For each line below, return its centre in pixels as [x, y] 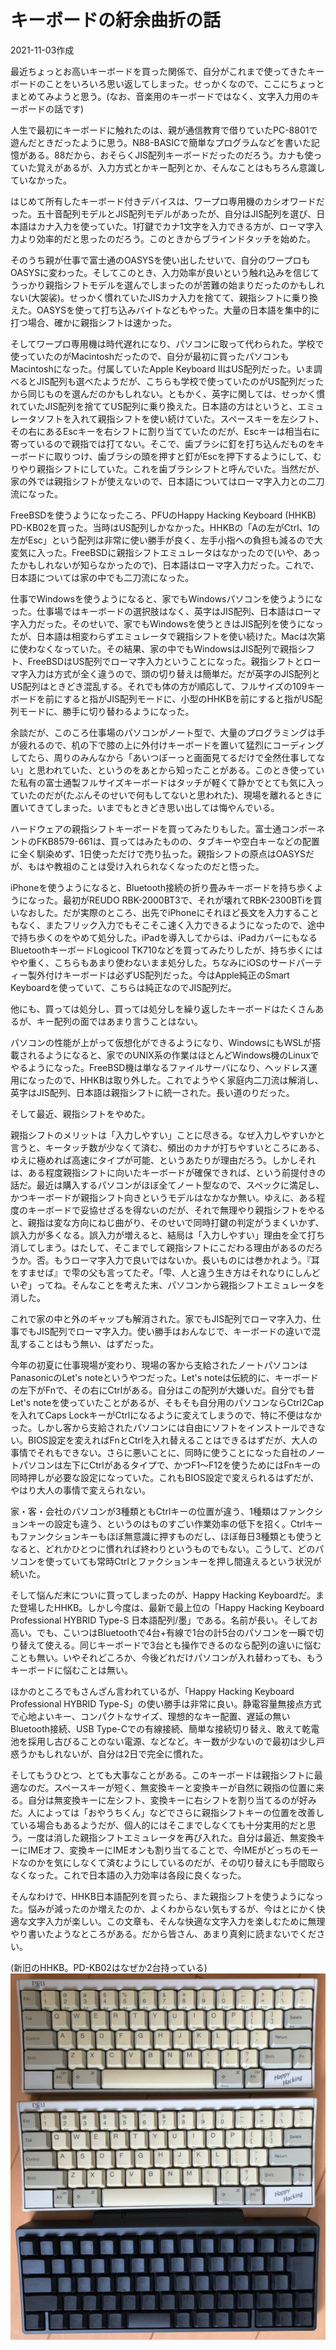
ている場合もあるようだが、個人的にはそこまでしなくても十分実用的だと [159, 1825]
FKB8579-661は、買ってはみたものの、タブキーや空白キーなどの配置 [178, 841]
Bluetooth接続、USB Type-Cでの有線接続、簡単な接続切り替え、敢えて [156, 1728]
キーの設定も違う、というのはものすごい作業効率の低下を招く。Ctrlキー [175, 1523]
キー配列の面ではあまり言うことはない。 [119, 1021]
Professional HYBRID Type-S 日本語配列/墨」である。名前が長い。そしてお [164, 1620]
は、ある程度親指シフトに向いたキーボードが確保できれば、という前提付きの [168, 1172]
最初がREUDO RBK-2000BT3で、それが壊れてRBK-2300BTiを [188, 900]
